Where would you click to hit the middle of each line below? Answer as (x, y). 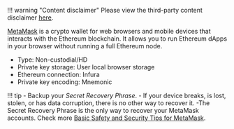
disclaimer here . (30, 18)
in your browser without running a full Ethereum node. (85, 46)
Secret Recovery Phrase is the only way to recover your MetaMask (103, 110)
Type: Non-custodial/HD (52, 60)
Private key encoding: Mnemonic (65, 82)
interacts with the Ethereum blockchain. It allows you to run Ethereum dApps (117, 39)
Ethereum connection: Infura (58, 74)
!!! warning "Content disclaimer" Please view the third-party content (105, 10)
